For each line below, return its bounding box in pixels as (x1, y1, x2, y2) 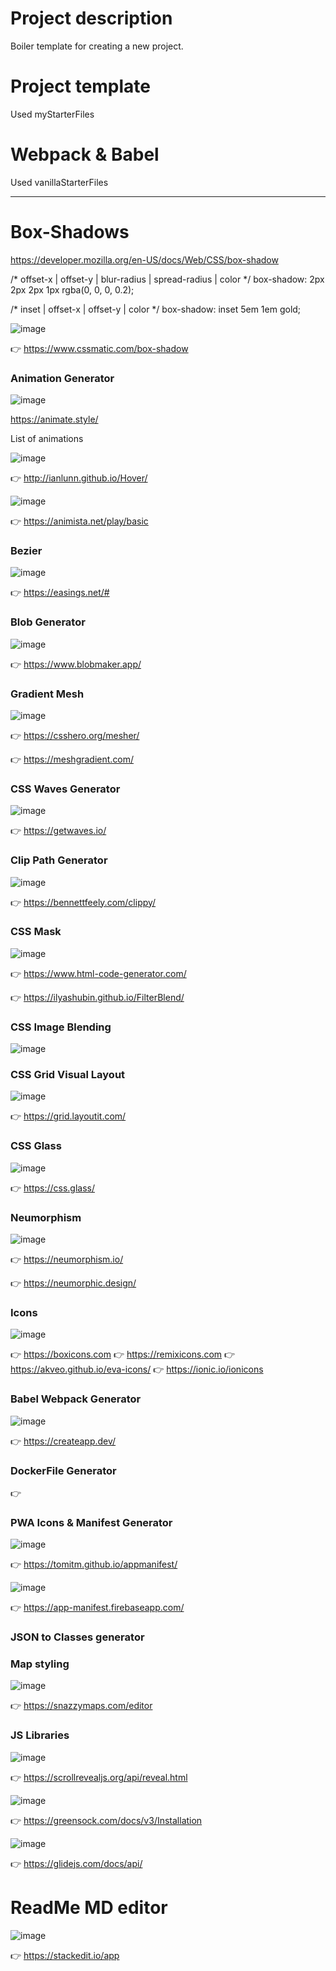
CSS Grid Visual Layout (10, 1068, 126, 1082)
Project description (10, 7, 173, 30)
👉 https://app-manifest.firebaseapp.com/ (10, 1602, 185, 1614)
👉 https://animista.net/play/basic (10, 515, 149, 527)
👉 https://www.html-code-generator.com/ (10, 967, 187, 979)
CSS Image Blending (10, 1020, 112, 1034)
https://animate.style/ (10, 413, 99, 426)
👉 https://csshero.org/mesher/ (10, 729, 140, 741)
